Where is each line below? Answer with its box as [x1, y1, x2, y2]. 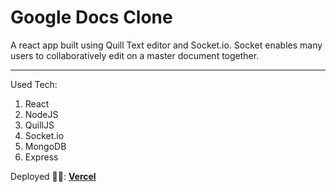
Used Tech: [10, 78, 58, 90]
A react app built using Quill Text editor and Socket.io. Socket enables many [10, 39, 323, 51]
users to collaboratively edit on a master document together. [10, 49, 260, 61]
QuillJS [24, 119, 55, 131]
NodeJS [24, 108, 59, 120]
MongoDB [24, 140, 67, 152]
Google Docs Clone [10, 6, 173, 29]
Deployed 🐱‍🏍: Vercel [10, 170, 97, 182]
